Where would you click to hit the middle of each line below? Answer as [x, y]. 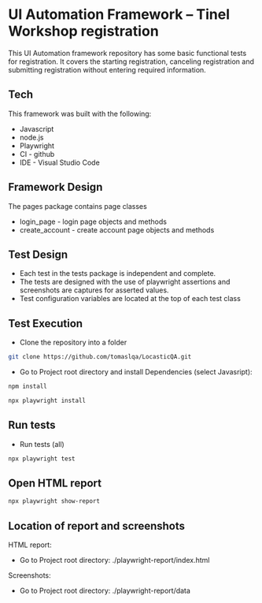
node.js [32, 137]
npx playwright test [42, 459]
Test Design [38, 254]
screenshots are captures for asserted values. [94, 290]
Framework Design [55, 187]
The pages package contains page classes [77, 206]
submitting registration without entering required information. [107, 69]
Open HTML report [55, 483]
